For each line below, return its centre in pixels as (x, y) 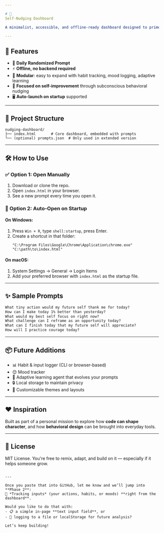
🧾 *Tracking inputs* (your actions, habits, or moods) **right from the (81, 494)
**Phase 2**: (18, 490)
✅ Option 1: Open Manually (37, 175)
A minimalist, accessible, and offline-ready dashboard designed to (76, 27)
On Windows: (19, 220)
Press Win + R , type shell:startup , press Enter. (60, 231)
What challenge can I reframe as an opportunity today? (63, 321)
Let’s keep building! (27, 526)
